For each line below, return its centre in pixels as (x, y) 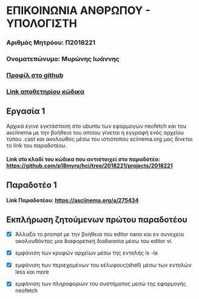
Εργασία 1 (26, 111)
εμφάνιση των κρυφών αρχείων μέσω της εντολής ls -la (86, 253)
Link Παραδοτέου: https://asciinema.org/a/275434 (73, 200)
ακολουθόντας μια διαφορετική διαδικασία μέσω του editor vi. (94, 241)
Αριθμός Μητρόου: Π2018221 (51, 43)
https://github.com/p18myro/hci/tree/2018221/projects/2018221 (89, 166)
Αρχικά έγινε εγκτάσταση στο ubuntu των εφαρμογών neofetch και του (96, 126)
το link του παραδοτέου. (37, 145)
